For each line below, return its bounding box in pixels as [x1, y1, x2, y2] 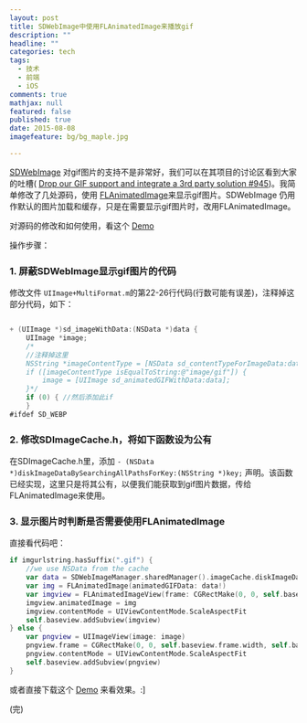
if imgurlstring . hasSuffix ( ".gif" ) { [9, 556, 153, 565]
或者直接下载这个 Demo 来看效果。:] [9, 684, 146, 695]
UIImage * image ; [26, 334, 89, 343]
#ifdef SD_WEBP [9, 409, 68, 419]
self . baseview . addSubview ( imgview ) [26, 615, 162, 624]
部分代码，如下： [9, 299, 74, 310]
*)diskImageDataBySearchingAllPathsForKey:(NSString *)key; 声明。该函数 [9, 467, 293, 478]
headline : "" [9, 38, 59, 48]
